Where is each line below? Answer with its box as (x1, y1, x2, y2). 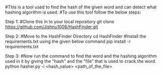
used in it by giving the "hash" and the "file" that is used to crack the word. (5, 58, 157, 64)
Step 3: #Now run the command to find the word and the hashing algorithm (5, 53, 157, 59)
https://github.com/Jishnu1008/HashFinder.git (5, 24, 98, 30)
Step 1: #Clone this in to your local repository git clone (5, 19, 114, 24)
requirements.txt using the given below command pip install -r (5, 38, 131, 44)
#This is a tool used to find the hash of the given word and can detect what (5, 4, 157, 10)
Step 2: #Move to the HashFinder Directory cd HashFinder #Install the (5, 34, 146, 39)
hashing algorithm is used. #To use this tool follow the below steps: (5, 9, 141, 15)
